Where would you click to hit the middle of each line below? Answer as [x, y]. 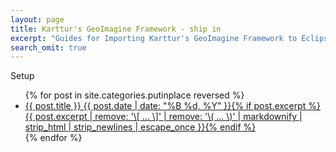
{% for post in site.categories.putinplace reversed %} [134, 95]
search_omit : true [48, 47]
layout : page [37, 19]
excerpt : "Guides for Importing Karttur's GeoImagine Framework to [154, 38]
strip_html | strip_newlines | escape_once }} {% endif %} [140, 127]
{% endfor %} [53, 138]
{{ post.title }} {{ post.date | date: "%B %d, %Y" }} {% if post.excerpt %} [173, 106]
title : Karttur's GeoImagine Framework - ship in [116, 29]
